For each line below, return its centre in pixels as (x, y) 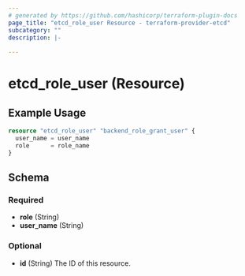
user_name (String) (52, 226)
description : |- (35, 37)
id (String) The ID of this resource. (75, 263)
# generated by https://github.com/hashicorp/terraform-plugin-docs (123, 15)
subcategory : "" (35, 30)
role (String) (39, 217)
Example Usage (47, 112)
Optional (25, 246)
